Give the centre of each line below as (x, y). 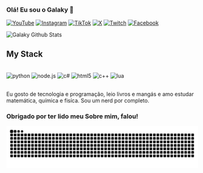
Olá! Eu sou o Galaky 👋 (40, 10)
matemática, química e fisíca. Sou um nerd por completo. (78, 101)
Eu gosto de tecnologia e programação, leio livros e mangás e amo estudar (100, 94)
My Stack (25, 54)
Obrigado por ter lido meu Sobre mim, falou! (72, 116)
